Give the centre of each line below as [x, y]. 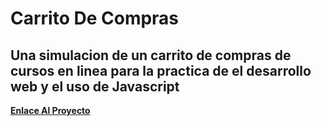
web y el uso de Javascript [95, 86]
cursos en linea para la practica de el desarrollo [161, 70]
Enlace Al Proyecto [50, 110]
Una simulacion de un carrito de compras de [151, 55]
